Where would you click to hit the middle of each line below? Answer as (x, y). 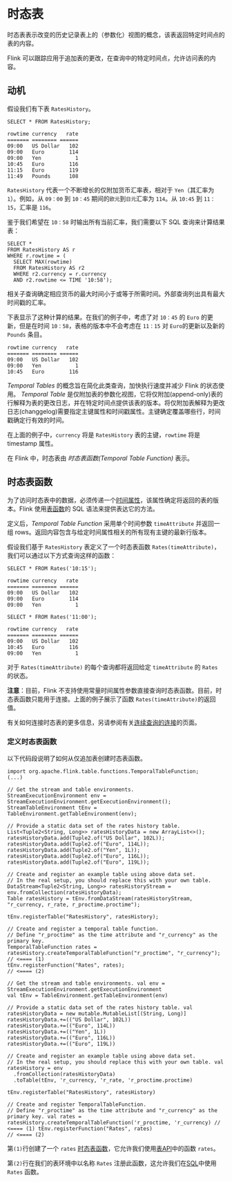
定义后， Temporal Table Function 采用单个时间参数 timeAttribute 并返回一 (114, 523)
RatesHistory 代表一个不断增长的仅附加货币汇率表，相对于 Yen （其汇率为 (111, 190)
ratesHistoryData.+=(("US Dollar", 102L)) (69, 1019)
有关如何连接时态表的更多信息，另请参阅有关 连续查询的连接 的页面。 (104, 722)
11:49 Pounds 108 (43, 176)
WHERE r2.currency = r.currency (60, 274)
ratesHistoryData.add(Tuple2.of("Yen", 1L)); (74, 850)
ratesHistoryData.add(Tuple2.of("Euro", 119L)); (78, 862)
